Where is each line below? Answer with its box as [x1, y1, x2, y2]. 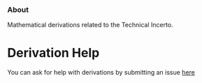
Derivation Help [7, 45, 100, 61]
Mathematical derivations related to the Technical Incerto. [7, 21, 173, 29]
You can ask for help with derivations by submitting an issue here [7, 68, 196, 77]
